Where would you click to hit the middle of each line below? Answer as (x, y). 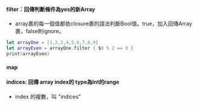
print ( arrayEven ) (28, 54)
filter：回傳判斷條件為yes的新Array (51, 9)
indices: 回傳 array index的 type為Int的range (63, 82)
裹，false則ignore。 (40, 31)
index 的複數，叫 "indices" (48, 96)
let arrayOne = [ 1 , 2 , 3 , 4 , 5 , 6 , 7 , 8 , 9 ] (52, 43)
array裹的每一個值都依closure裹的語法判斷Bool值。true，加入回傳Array (104, 23)
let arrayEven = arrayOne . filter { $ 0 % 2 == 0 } (70, 48)
